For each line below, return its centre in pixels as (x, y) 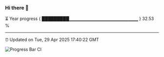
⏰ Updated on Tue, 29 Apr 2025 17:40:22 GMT (52, 40)
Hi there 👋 (17, 8)
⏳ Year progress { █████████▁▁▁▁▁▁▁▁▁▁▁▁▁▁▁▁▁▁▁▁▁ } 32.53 (80, 19)
